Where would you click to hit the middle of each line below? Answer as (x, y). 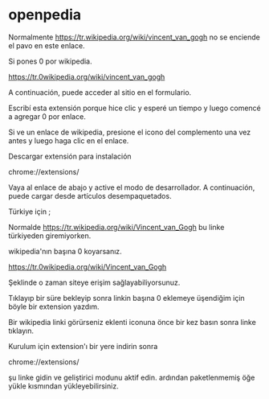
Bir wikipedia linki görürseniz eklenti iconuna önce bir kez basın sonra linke (132, 322)
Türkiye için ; (30, 212)
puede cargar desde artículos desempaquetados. (90, 195)
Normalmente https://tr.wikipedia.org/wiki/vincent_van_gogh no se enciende (134, 37)
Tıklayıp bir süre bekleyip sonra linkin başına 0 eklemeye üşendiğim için (126, 298)
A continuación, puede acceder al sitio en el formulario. (100, 92)
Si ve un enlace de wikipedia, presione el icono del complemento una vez (130, 132)
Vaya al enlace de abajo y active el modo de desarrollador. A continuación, (132, 187)
